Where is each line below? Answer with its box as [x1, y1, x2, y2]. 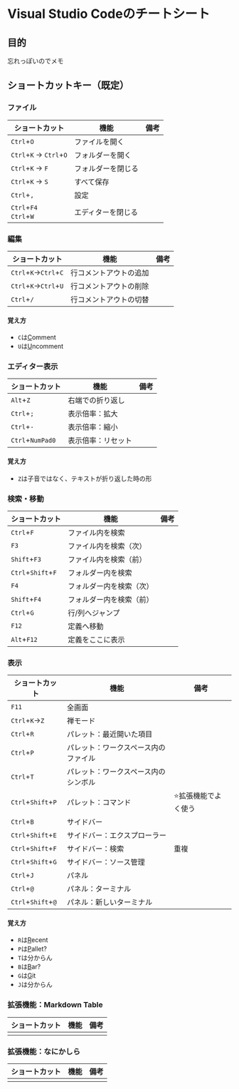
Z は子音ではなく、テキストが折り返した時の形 [17, 474, 152, 483]
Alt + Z [11, 395, 31, 405]
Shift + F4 [11, 594, 41, 604]
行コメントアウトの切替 [70, 295, 149, 305]
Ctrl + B [11, 817, 34, 827]
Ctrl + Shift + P [11, 797, 57, 807]
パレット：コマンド [66, 797, 132, 807]
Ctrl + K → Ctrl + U [11, 280, 64, 290]
